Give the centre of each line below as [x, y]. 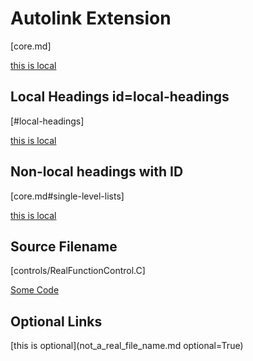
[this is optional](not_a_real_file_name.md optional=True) [127, 346]
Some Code [35, 290]
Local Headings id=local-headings [120, 97]
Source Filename [64, 246]
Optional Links [56, 321]
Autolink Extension [91, 18]
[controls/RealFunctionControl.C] [78, 271]
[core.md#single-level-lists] [67, 196]
